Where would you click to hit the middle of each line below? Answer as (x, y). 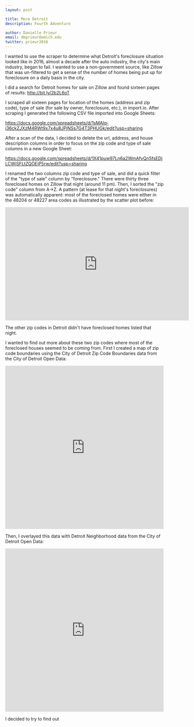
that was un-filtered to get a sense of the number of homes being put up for (84, 72)
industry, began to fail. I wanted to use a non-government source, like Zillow (84, 67)
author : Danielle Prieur (31, 33)
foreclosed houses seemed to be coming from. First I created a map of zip (82, 348)
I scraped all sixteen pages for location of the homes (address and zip (78, 102)
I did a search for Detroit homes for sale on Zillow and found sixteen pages (82, 87)
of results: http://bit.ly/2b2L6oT (37, 93)
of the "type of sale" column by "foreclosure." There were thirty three (77, 179)
